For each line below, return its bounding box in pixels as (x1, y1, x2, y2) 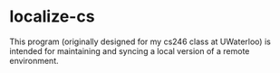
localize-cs (9, 6, 95, 27)
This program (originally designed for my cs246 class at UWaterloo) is (9, 36, 272, 47)
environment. (9, 55, 59, 66)
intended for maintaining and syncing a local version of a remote (9, 45, 250, 56)
